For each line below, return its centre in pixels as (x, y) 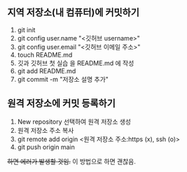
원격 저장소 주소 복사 (46, 130)
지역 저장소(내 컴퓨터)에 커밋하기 (74, 13)
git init (26, 29)
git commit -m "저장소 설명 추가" (63, 79)
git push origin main (46, 147)
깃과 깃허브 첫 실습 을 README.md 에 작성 (76, 63)
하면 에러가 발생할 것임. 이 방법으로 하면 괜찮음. (72, 161)
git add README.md (47, 71)
